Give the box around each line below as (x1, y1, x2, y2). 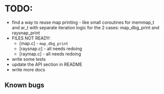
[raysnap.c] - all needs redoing (19, 46, 82, 51)
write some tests (11, 56, 46, 62)
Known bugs (4, 81, 45, 90)
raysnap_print (11, 30, 40, 36)
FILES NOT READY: (11, 35, 51, 41)
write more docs (11, 66, 45, 72)
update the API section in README (11, 61, 82, 67)
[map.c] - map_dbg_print (19, 40, 69, 46)
